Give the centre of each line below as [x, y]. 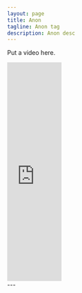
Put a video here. [31, 53]
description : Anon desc [41, 33]
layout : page [26, 14]
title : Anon [24, 20]
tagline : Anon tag [33, 26]
